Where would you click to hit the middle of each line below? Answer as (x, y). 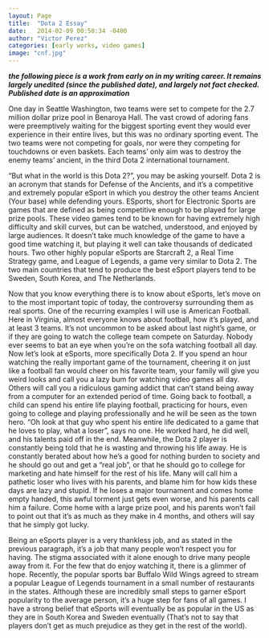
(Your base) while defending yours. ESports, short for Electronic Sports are (132, 201)
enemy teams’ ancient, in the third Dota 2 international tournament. (119, 160)
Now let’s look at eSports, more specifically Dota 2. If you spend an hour (128, 354)
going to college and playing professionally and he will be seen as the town (132, 414)
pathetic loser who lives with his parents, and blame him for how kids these (132, 482)
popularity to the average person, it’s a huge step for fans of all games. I (127, 600)
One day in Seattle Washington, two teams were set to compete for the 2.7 (131, 109)
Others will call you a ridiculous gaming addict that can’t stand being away (131, 388)
